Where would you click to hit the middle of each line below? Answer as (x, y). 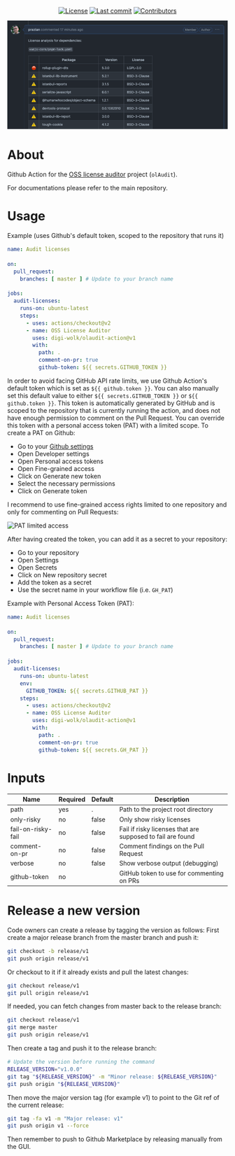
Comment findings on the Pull (162, 846)
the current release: (36, 1105)
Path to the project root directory (166, 810)
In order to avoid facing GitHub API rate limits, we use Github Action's (107, 381)
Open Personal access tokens (60, 461)
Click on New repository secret (62, 575)
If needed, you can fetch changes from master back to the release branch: (114, 1006)
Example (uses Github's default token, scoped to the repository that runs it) (116, 236)
